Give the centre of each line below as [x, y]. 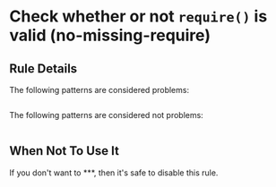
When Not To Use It [64, 151]
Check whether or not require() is [138, 17]
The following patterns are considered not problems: [106, 115]
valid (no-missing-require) [110, 35]
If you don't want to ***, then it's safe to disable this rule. [114, 173]
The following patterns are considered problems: [99, 90]
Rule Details [43, 68]
